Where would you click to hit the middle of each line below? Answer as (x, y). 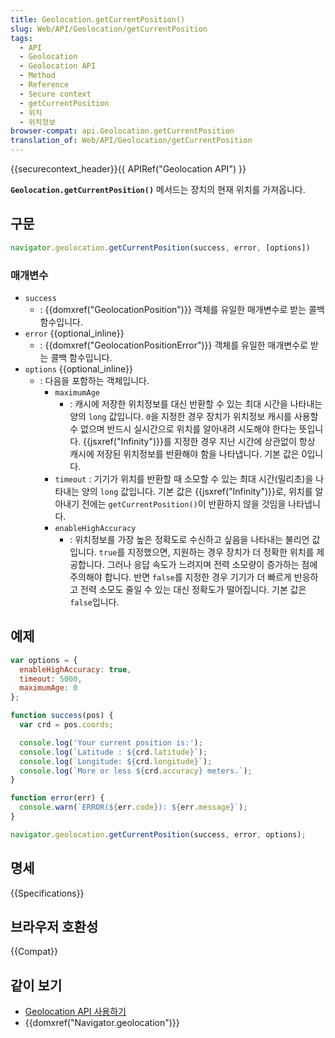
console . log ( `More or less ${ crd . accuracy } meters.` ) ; (136, 771)
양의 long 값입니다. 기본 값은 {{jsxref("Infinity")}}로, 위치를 (197, 491)
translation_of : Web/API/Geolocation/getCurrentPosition (131, 141)
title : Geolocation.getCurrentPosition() (98, 19)
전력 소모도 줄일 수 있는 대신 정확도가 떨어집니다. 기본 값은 (193, 589)
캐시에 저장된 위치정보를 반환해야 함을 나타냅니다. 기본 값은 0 (188, 453)
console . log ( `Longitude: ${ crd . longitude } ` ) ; (116, 761)
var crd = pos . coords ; (66, 725)
